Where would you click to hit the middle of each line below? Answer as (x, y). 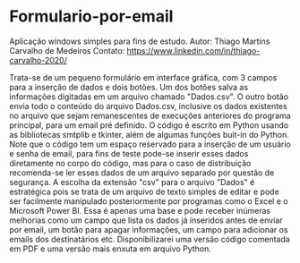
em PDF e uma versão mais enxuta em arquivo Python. (111, 249)
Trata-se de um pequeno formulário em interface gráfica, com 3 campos (143, 77)
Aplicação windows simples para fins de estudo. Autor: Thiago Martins (140, 41)
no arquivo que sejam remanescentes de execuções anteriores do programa (150, 115)
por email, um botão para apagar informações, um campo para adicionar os (149, 229)
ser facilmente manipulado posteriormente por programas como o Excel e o (149, 201)
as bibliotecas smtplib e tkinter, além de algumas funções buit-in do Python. (149, 134)
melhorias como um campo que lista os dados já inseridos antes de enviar (146, 220)
